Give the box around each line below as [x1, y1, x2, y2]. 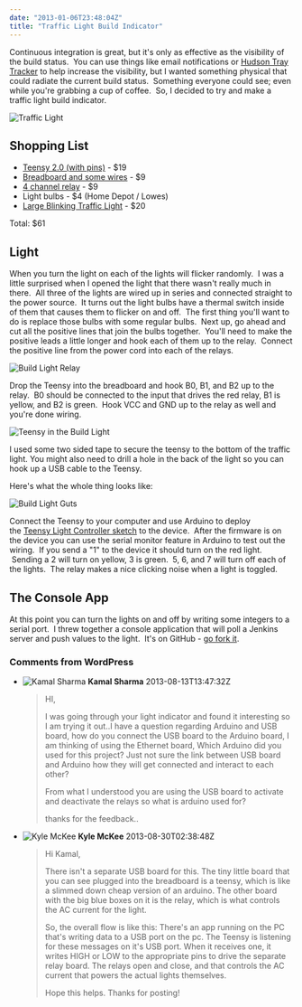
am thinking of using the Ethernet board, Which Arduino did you [44, 740, 282, 751]
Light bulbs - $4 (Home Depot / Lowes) [22, 191, 169, 202]
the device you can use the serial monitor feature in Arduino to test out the [9, 535, 286, 546]
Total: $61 [9, 218, 46, 229]
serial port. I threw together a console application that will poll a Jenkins [9, 623, 279, 634]
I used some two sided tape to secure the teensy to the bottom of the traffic [9, 444, 291, 455]
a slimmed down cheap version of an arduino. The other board [44, 885, 278, 896]
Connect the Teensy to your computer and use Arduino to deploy [9, 516, 251, 527]
